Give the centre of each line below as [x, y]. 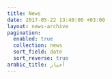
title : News [24, 13]
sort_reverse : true [41, 58]
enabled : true [33, 39]
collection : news [38, 45]
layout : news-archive [38, 26]
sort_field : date [38, 52]
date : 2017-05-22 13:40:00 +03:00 [56, 20]
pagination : [24, 33]
